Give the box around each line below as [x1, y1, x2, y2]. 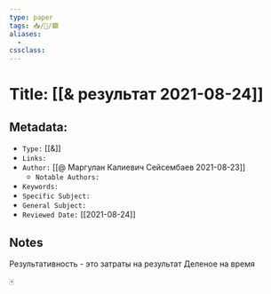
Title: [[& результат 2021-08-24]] [9, 84, 264, 105]
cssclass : [9, 46, 46, 55]
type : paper [9, 12, 53, 22]
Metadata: [9, 119, 68, 134]
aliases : [9, 29, 42, 38]
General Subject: [21, 202, 87, 211]
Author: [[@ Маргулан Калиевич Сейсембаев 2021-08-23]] [21, 162, 246, 173]
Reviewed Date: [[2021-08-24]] [21, 210, 136, 220]
